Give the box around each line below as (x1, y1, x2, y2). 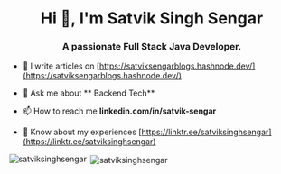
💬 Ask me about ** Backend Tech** (22, 87, 155, 98)
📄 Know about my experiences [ (22, 126, 142, 138)
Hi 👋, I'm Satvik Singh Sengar (40, 8, 264, 29)
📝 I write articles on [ (22, 60, 100, 71)
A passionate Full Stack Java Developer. (61, 41, 242, 53)
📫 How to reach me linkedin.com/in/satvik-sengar (22, 105, 217, 116)
